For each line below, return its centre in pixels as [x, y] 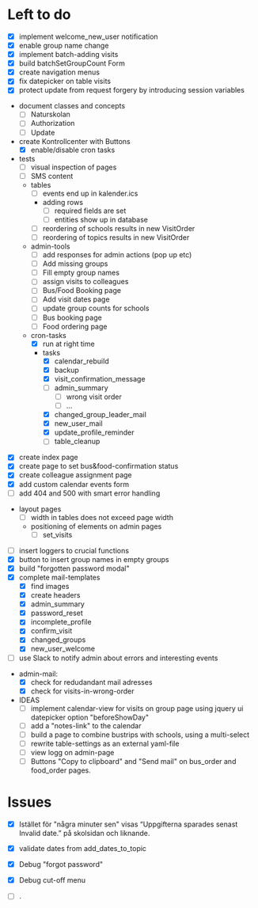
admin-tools [50, 246]
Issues [30, 802]
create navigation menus [59, 72]
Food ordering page [75, 326]
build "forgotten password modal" [74, 568]
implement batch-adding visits [68, 55]
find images [50, 586]
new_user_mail [79, 424]
